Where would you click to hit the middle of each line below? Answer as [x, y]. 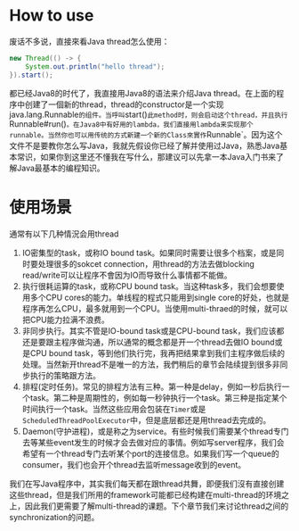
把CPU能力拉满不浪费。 [65, 319]
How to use [52, 16]
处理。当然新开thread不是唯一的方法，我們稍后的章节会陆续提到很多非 [151, 364]
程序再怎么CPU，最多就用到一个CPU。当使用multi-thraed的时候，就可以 [155, 308]
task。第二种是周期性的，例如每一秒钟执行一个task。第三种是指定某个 [158, 397]
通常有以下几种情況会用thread [64, 234]
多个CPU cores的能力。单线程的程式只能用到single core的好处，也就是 [160, 297]
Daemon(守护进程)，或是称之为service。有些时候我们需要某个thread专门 [155, 431]
